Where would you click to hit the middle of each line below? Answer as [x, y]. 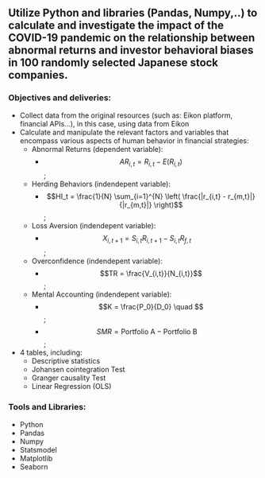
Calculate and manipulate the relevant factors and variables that [124, 132]
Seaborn [34, 466]
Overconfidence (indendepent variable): [97, 261]
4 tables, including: [51, 352]
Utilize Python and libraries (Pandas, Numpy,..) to [133, 13]
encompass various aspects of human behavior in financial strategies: [134, 140]
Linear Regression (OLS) [71, 387]
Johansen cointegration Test [78, 370]
